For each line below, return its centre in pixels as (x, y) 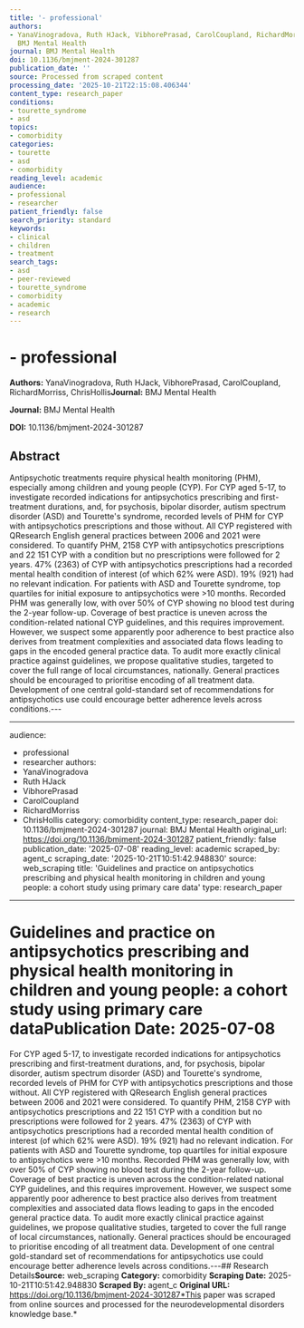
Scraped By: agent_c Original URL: (165, 1284)
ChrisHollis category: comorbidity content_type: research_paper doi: (150, 820)
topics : (24, 128)
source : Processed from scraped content (87, 77)
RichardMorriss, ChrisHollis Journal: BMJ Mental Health (113, 393)
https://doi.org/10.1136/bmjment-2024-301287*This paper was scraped (142, 1294)
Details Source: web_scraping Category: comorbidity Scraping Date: (138, 1275)
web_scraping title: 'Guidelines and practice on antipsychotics (138, 868)
